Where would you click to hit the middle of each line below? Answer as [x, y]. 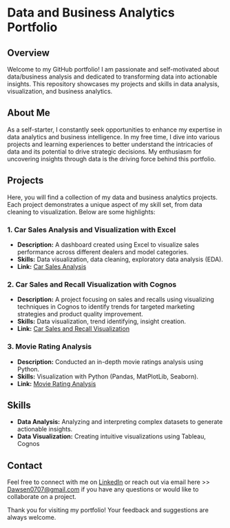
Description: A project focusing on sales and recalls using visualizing [116, 299]
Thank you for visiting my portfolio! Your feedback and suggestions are [108, 510]
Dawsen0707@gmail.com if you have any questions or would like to [103, 489]
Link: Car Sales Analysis [52, 266]
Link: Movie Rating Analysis [56, 383]
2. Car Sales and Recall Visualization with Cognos [92, 284]
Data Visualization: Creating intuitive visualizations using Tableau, [112, 436]
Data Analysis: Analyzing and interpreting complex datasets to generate [120, 422]
